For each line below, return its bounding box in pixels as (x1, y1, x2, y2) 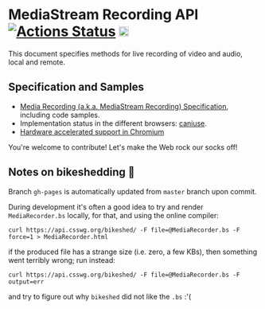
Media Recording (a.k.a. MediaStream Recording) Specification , (19, 101, 229, 111)
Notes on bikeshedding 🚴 (8, 166, 135, 179)
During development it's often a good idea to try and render (8, 201, 204, 212)
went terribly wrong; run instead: (8, 255, 115, 264)
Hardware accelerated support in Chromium (19, 127, 165, 136)
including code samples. (19, 110, 101, 119)
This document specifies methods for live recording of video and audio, (8, 49, 243, 58)
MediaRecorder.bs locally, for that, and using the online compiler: (8, 210, 219, 220)
